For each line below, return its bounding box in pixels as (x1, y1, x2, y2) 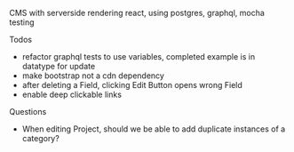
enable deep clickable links (21, 89, 123, 100)
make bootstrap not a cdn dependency (21, 70, 164, 81)
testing (9, 17, 35, 28)
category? (21, 133, 60, 143)
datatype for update (21, 61, 96, 71)
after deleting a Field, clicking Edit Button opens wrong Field (21, 80, 242, 90)
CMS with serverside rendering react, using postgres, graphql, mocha (9, 8, 265, 18)
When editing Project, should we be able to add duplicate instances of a (21, 124, 286, 134)
